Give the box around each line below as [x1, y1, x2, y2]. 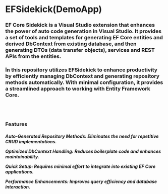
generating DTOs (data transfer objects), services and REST [5, 47, 155, 54]
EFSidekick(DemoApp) [5, 4, 102, 15]
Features [5, 121, 28, 128]
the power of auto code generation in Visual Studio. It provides [5, 28, 162, 35]
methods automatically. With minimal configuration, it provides [5, 79, 163, 86]
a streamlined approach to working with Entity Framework [5, 85, 150, 92]
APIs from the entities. [5, 53, 62, 60]
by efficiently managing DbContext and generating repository [5, 73, 160, 80]
